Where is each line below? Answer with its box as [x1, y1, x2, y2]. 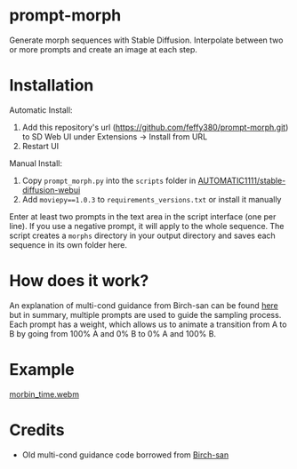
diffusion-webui [21, 184, 81, 195]
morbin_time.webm [9, 388, 80, 400]
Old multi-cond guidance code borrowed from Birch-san [21, 449, 229, 460]
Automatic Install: [9, 104, 73, 115]
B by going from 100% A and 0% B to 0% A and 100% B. [9, 328, 216, 338]
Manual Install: [9, 157, 62, 169]
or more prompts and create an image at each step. [9, 44, 198, 54]
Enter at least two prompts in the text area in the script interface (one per [9, 211, 277, 222]
